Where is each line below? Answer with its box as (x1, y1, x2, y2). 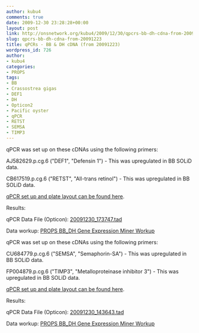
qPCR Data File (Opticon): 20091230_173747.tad (6, 215, 123, 222)
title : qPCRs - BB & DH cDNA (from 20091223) (6, 42, 120, 48)
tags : (6, 75, 20, 80)
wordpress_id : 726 (6, 47, 52, 53)
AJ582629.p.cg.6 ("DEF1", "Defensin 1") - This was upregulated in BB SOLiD (6, 157, 192, 164)
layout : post (6, 25, 38, 31)
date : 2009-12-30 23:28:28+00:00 (6, 20, 89, 25)
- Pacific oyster (6, 108, 49, 114)
